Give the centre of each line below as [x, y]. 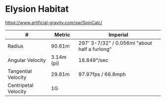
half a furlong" [95, 49]
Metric [62, 34]
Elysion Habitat [37, 9]
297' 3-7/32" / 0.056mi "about [115, 43]
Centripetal [21, 85]
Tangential [20, 71]
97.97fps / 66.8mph [102, 74]
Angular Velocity [27, 60]
